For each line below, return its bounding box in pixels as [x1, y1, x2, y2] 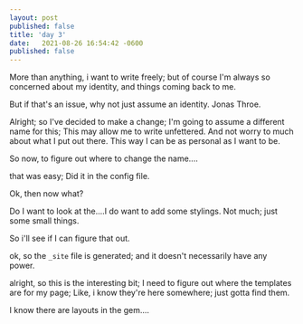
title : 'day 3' [9, 30, 67, 39]
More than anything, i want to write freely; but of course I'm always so [9, 71, 271, 82]
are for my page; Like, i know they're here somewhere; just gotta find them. [9, 287, 290, 299]
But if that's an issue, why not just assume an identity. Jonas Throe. [9, 99, 261, 110]
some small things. [9, 215, 80, 226]
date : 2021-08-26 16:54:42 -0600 [9, 38, 144, 48]
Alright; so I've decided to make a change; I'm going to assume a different [9, 117, 285, 128]
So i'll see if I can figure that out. [9, 233, 130, 244]
